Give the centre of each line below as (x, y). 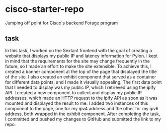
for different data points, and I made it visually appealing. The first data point (83, 82)
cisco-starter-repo (45, 9)
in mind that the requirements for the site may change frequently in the (78, 61)
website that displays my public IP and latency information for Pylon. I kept (82, 56)
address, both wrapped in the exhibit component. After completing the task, (83, 114)
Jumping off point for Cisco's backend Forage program (62, 23)
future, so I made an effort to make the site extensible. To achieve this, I (78, 66)
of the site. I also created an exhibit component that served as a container (81, 77)
